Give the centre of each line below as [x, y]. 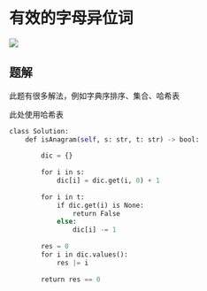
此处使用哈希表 [36, 114]
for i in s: [63, 172]
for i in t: [63, 197]
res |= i [73, 263]
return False [96, 213]
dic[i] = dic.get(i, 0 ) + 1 [108, 180]
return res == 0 [71, 280]
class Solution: [39, 131]
